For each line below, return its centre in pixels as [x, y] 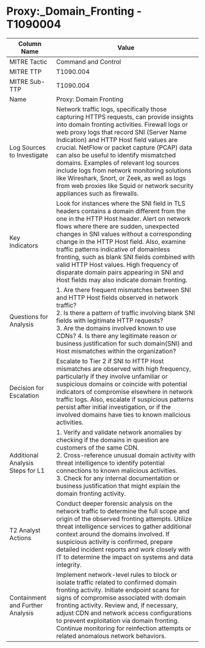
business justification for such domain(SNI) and [124, 343]
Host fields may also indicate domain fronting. [122, 280]
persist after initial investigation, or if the [113, 407]
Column [30, 43]
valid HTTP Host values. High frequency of [117, 265]
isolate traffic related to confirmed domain [116, 582]
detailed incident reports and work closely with [123, 549]
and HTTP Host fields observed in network [117, 297]
